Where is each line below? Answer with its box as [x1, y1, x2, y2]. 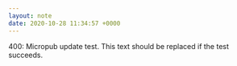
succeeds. [8, 50, 43, 60]
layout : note [8, 11, 52, 20]
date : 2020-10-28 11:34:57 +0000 [8, 19, 121, 27]
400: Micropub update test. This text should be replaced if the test [8, 41, 230, 51]
